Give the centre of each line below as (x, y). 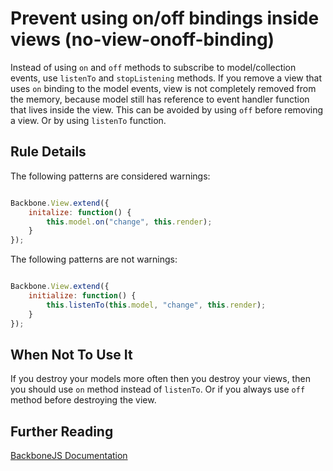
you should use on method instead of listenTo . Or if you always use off (158, 389)
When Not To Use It (71, 354)
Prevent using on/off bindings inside (165, 18)
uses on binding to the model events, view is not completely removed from (163, 88)
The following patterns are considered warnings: (110, 176)
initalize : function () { (80, 212)
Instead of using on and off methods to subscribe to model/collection (153, 67)
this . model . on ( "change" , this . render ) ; (129, 222)
